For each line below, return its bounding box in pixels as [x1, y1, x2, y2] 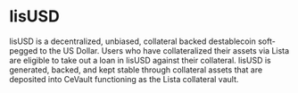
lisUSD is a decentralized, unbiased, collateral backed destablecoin [9, 36, 257, 46]
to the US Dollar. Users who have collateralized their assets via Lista [39, 45, 290, 55]
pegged [9, 45, 38, 55]
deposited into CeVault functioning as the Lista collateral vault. [9, 73, 239, 84]
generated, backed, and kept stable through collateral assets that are [9, 64, 263, 75]
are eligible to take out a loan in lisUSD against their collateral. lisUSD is [9, 55, 271, 65]
